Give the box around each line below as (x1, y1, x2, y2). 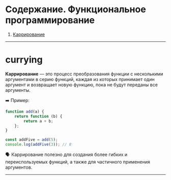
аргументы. (5, 87, 31, 93)
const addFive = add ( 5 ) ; (5, 137, 58, 142)
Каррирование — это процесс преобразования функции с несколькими (5, 70, 164, 77)
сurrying (5, 54, 43, 66)
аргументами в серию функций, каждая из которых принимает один (5, 76, 155, 82)
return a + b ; (23, 118, 53, 123)
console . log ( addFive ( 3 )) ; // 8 (5, 142, 72, 147)
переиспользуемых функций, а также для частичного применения (5, 159, 150, 165)
